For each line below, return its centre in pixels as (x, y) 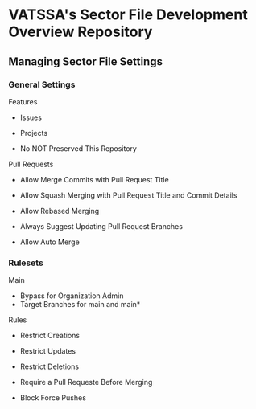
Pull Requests (31, 164)
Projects (34, 133)
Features (23, 101)
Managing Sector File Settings (86, 61)
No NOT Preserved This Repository (78, 148)
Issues (31, 117)
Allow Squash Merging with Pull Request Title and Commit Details (128, 195)
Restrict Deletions (49, 366)
